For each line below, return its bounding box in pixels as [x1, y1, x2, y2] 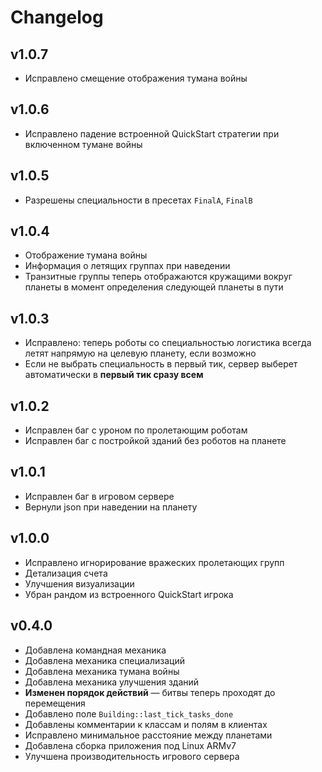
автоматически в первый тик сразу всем [24, 369, 204, 381]
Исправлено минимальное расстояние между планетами [24, 729, 273, 741]
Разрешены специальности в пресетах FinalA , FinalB [24, 194, 253, 206]
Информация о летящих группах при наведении [24, 260, 231, 272]
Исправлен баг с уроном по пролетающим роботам [24, 424, 248, 436]
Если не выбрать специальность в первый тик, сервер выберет [24, 358, 298, 370]
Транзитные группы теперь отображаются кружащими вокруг [24, 271, 293, 283]
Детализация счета [24, 567, 108, 579]
